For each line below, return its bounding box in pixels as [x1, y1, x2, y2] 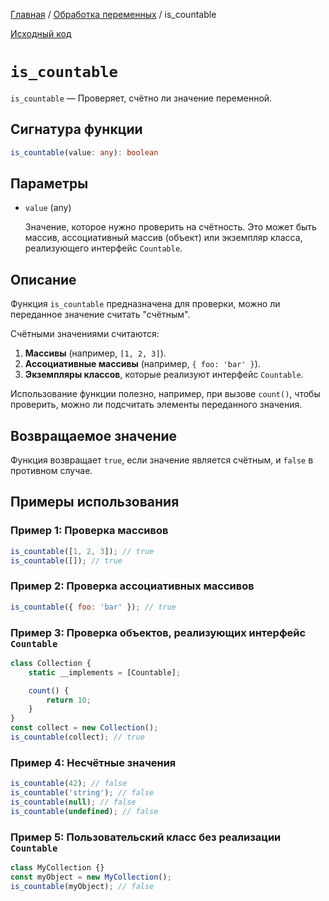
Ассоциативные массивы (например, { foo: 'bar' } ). [24, 358, 261, 370]
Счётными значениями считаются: [10, 328, 160, 340]
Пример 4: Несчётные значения [10, 755, 177, 769]
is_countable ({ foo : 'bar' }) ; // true [10, 602, 177, 612]
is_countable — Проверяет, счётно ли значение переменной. [10, 92, 273, 104]
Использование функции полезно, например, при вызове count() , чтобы [10, 388, 321, 400]
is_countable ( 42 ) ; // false [10, 779, 128, 789]
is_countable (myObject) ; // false [10, 881, 155, 891]
